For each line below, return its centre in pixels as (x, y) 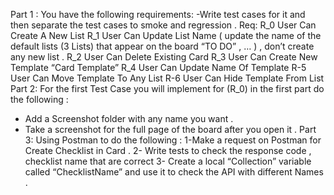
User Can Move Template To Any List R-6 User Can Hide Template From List (167, 78)
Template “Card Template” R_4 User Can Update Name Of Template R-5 (158, 67)
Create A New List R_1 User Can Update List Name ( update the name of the (166, 35)
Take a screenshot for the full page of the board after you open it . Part (170, 129)
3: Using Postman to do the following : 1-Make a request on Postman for (173, 140)
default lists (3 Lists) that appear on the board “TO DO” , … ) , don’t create (162, 46)
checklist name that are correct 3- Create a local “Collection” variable (168, 161)
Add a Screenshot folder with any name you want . (129, 118)
